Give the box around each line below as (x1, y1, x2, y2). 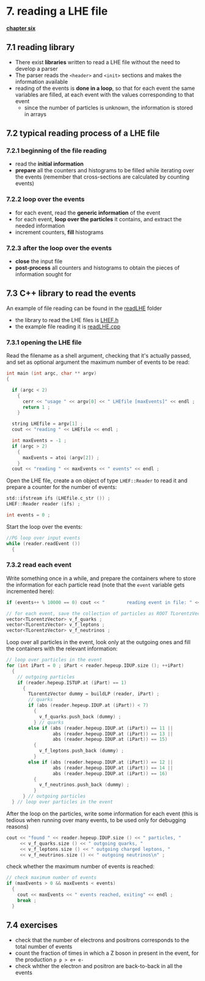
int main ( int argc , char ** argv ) (6, 370, 97, 377)
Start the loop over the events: (6, 523, 82, 530)
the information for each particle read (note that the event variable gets (6, 581, 185, 588)
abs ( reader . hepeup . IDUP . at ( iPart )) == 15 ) (52, 737, 168, 743)
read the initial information (15, 160, 84, 167)
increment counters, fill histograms (15, 228, 104, 236)
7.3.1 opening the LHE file (6, 338, 82, 347)
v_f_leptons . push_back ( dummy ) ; (38, 748, 124, 754)
